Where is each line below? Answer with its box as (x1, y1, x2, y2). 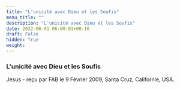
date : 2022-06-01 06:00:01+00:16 (6, 25, 90, 32)
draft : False (6, 31, 39, 37)
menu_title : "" (6, 14, 44, 20)
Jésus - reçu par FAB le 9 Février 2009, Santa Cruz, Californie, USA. (6, 76, 175, 83)
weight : (6, 43, 26, 49)
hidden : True (6, 37, 39, 43)
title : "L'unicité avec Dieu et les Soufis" (6, 8, 119, 15)
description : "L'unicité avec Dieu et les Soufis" (6, 20, 136, 26)
